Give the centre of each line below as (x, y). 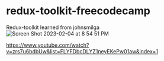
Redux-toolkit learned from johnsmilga (53, 27)
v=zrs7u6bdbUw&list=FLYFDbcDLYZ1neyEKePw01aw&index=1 (82, 51)
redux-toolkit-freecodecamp (78, 11)
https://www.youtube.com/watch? (48, 45)
